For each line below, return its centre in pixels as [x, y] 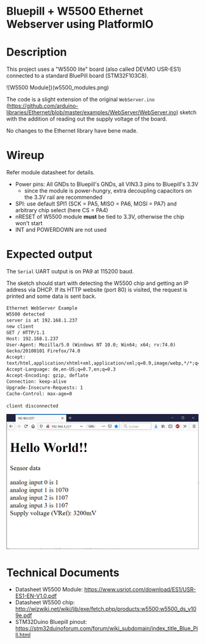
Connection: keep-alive [37, 382]
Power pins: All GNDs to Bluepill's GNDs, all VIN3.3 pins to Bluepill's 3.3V [107, 184]
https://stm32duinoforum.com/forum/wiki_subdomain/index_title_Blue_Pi [106, 629]
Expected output [49, 254]
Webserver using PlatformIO [80, 24]
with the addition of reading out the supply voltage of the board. [87, 119]
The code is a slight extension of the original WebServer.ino [81, 100]
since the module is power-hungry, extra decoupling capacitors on [108, 191]
